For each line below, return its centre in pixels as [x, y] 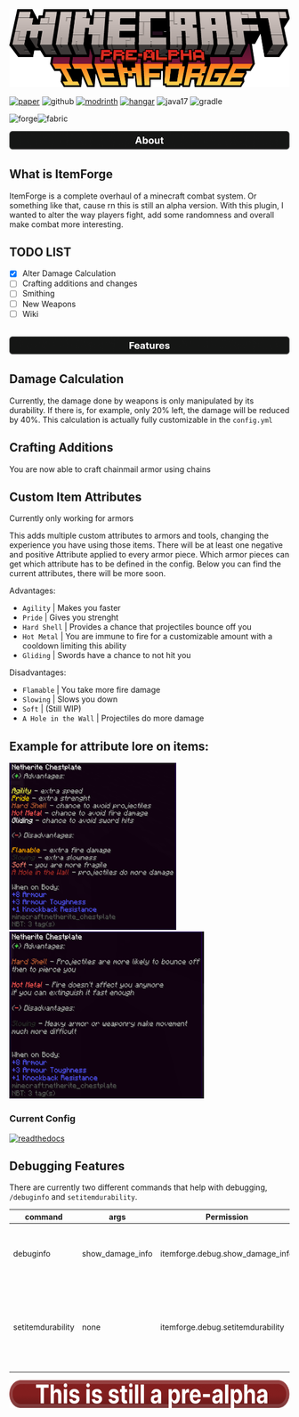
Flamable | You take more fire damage [91, 690]
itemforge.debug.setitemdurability [222, 1327]
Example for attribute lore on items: [109, 746]
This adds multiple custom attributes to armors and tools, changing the [139, 536]
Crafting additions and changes [80, 283]
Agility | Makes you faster [72, 608]
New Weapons [49, 304]
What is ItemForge [61, 174]
